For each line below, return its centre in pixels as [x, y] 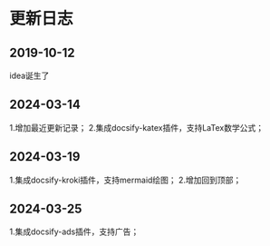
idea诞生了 [29, 75]
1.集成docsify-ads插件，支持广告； [74, 231]
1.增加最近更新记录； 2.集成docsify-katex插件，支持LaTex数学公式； [137, 127]
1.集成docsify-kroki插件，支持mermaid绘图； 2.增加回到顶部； [125, 180]
